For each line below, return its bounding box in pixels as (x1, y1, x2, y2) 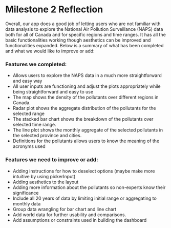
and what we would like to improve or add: (5, 48, 95, 54)
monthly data (12, 200, 41, 206)
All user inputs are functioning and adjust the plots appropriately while (12, 83, 161, 89)
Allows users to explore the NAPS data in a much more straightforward (12, 72, 162, 79)
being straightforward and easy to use (12, 89, 94, 95)
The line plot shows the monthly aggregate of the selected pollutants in (12, 127, 163, 133)
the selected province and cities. (12, 132, 82, 139)
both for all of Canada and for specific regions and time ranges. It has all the (5, 31, 166, 37)
